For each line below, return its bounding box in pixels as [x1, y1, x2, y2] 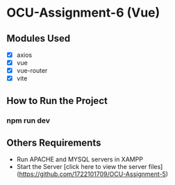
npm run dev [6, 116, 50, 125]
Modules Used [6, 33, 71, 44]
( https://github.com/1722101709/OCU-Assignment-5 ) [16, 170, 168, 178]
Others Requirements [6, 136, 101, 148]
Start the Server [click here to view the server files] [16, 163, 163, 171]
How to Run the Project [6, 95, 108, 107]
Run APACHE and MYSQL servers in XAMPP [16, 155, 144, 164]
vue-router [16, 67, 48, 75]
